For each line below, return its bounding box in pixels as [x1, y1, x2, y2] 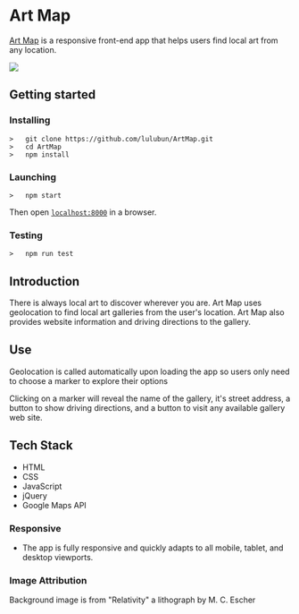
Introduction [9, 274, 80, 289]
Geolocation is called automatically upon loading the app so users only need [9, 366, 290, 377]
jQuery [21, 490, 47, 501]
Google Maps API [21, 499, 87, 510]
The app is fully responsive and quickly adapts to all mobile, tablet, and [21, 542, 284, 553]
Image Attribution [9, 574, 87, 586]
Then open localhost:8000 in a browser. [9, 207, 157, 217]
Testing [9, 229, 43, 242]
